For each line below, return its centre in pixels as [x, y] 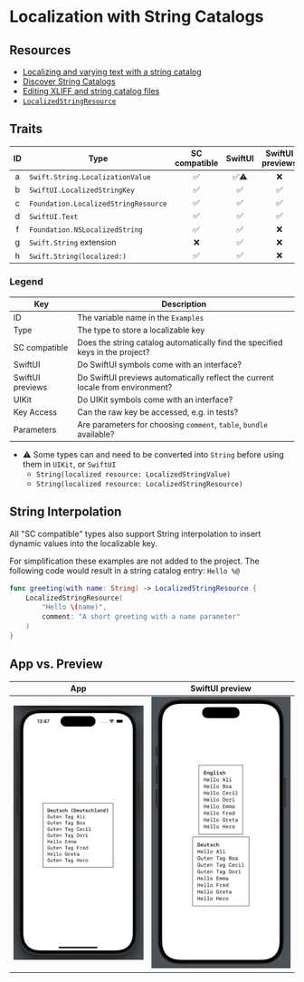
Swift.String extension [73, 243]
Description [184, 304]
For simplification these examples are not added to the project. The [134, 561]
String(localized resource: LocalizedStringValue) [133, 474]
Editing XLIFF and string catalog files [91, 91]
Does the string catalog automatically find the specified [180, 342]
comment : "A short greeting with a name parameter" [142, 617]
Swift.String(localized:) [78, 256]
